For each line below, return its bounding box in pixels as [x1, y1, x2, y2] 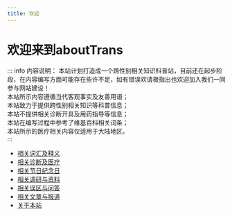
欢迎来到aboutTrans [7, 42, 123, 57]
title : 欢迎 [7, 10, 39, 17]
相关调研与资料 [17, 174, 60, 183]
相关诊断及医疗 [17, 157, 60, 166]
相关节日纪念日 [17, 166, 60, 174]
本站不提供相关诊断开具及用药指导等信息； [7, 109, 129, 118]
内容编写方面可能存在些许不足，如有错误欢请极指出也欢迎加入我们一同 [25, 75, 226, 83]
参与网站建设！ [7, 84, 50, 92]
